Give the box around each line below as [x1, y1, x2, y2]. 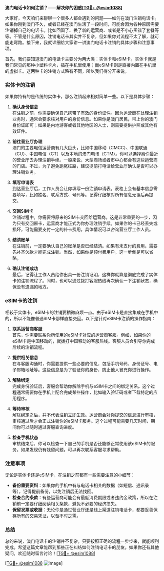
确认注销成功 [12, 265, 38, 271]
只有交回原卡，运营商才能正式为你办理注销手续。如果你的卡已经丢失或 [16, 221, 158, 226]
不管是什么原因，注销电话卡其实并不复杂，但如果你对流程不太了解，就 [13, 34, 155, 39]
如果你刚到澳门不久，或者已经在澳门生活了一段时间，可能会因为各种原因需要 [5, 21, 159, 27]
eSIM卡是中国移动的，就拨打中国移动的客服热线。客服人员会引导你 [12, 338, 147, 344]
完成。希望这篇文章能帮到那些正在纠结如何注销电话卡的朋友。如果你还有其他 [5, 544, 159, 551]
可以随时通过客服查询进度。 [20, 424, 77, 430]
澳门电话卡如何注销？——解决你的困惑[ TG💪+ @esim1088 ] [5, 5, 123, 10]
